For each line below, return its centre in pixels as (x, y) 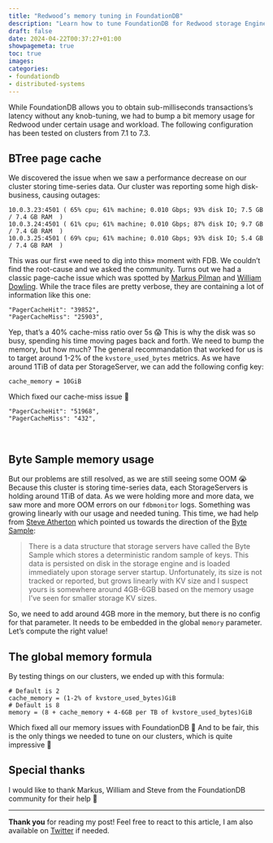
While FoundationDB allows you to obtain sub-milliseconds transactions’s (131, 107)
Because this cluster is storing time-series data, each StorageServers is (128, 487)
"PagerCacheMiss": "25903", (56, 318)
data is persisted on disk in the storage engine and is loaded (129, 564)
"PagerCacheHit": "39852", (54, 310)
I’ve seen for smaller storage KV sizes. (93, 599)
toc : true (25, 54)
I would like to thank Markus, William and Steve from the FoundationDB (127, 789)
